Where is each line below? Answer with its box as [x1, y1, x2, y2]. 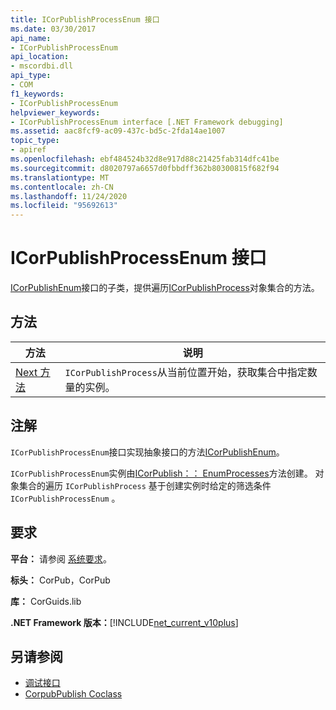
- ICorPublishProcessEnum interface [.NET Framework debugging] [10, 117, 284, 127]
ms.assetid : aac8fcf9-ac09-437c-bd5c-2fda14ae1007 [10, 126, 226, 136]
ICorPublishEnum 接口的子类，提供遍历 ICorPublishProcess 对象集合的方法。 [10, 282, 320, 294]
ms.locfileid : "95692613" [10, 201, 118, 211]
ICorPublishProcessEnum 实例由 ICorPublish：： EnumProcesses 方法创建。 [10, 467, 313, 479]
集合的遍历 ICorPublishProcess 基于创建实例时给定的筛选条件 [18, 479, 272, 491]
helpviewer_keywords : [10, 107, 101, 118]
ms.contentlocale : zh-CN [10, 182, 114, 192]
